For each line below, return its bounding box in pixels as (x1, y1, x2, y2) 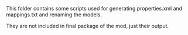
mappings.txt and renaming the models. (6, 11, 102, 18)
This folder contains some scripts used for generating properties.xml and (6, 5, 183, 12)
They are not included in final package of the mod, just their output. (6, 23, 169, 29)
